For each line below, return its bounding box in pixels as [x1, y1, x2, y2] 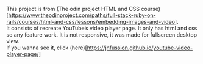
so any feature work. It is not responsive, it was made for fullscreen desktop [6, 31, 197, 38]
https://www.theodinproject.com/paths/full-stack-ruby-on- [8, 12, 157, 19]
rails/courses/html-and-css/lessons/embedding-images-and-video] [6, 18, 177, 25]
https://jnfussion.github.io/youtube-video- [87, 44, 193, 51]
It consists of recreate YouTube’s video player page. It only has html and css [6, 24, 198, 32]
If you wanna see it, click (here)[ [6, 44, 87, 51]
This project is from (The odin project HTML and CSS [6, 5, 140, 12]
